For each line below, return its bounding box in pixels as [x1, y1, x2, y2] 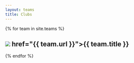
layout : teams [5, 7, 35, 12]
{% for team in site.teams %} [5, 25, 65, 31]
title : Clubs [5, 12, 32, 17]
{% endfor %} [5, 53, 34, 59]
